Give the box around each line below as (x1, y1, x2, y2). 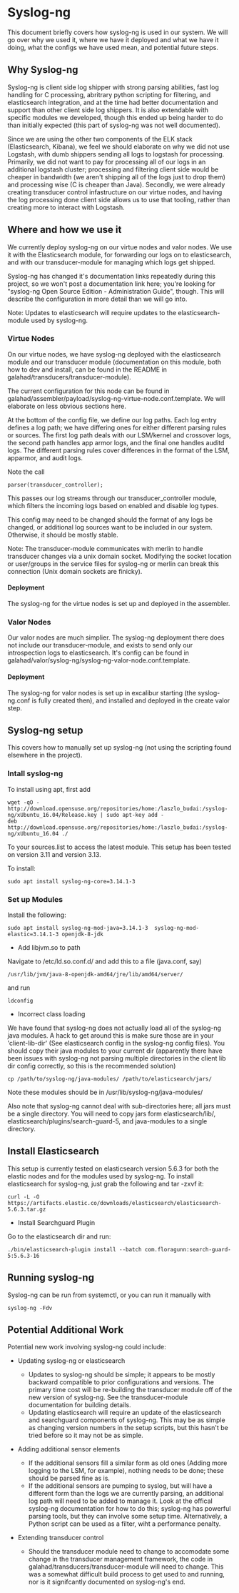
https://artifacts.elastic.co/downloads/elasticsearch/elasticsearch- (7, 1199, 222, 1206)
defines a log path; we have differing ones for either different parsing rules (7, 423, 227, 432)
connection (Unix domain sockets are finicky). (7, 567, 143, 575)
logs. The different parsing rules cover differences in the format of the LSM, (7, 446, 230, 455)
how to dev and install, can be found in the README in (7, 365, 168, 374)
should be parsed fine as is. (28, 1474, 111, 1483)
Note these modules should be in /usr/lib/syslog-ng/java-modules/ (7, 1088, 203, 1096)
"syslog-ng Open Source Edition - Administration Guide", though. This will (7, 287, 225, 295)
